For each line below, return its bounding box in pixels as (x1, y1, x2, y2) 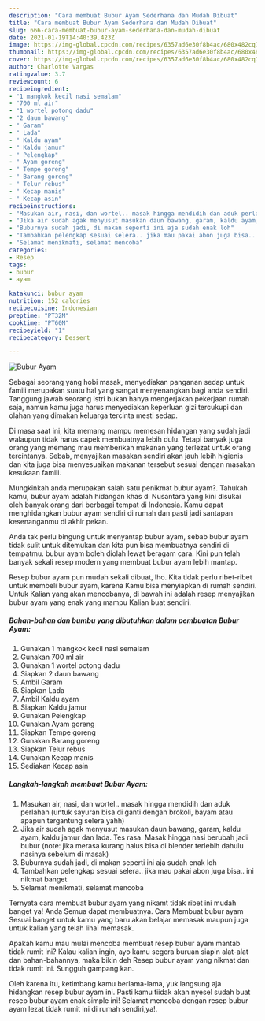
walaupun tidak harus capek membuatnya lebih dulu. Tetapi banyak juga (9, 434, 243, 444)
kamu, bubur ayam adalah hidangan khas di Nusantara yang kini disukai (9, 492, 241, 501)
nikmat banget (20, 874, 68, 884)
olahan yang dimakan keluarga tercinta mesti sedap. (9, 411, 178, 420)
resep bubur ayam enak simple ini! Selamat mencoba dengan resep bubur (9, 996, 248, 1005)
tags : (9, 261, 27, 269)
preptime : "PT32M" (9, 311, 69, 319)
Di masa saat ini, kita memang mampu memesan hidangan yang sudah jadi (9, 427, 251, 436)
